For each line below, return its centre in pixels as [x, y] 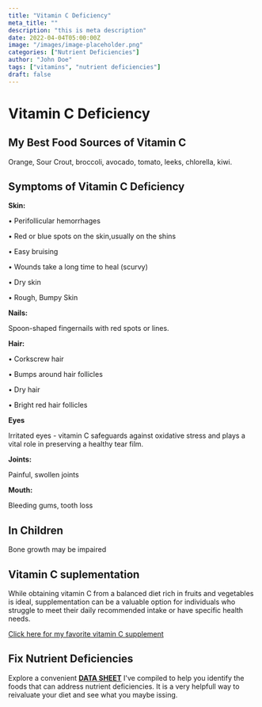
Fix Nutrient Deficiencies [71, 659]
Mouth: [21, 490]
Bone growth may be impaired [57, 549]
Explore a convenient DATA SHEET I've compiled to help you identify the [126, 678]
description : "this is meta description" [78, 30]
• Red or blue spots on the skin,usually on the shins [92, 236]
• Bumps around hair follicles [55, 374]
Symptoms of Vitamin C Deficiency [97, 187]
